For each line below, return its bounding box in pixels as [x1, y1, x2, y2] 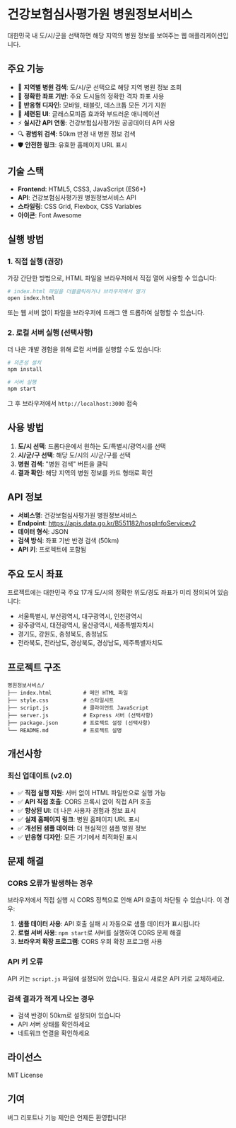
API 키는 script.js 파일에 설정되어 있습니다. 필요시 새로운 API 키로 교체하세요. [7, 974, 225, 983]
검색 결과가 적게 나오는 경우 [7, 993, 95, 1003]
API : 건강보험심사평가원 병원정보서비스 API [17, 193, 136, 202]
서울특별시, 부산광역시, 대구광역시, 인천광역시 [17, 612, 143, 620]
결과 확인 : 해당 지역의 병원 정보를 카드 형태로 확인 [17, 468, 153, 477]
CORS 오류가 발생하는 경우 [7, 879, 93, 889]
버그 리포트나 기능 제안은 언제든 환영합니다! [7, 1113, 126, 1122]
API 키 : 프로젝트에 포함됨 [17, 545, 87, 554]
